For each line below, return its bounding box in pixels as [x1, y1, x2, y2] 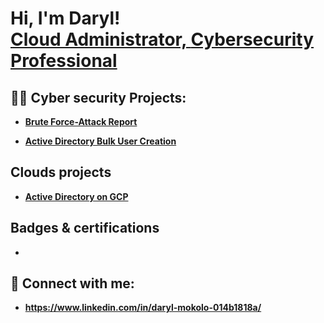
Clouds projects [10, 164, 112, 181]
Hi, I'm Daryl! [10, 7, 121, 30]
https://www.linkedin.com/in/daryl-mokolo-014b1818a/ [24, 302, 262, 314]
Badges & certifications [10, 220, 160, 237]
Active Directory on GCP [24, 190, 129, 202]
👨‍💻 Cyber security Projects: [10, 89, 187, 106]
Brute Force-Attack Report [24, 116, 138, 127]
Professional [10, 50, 118, 72]
